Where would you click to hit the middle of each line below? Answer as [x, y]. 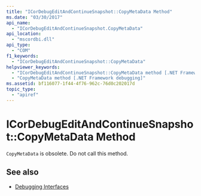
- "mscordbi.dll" [33, 39]
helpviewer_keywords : [33, 67]
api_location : [24, 34]
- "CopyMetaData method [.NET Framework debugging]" [79, 78]
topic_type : [21, 89]
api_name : [19, 23]
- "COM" [21, 51]
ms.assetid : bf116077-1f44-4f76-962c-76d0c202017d [71, 84]
